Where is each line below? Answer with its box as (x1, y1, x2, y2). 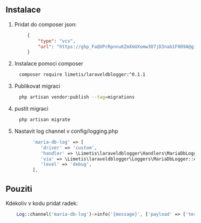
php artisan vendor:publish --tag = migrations (19, 94, 135, 100)
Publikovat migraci (14, 82, 61, 90)
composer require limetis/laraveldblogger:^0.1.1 (19, 72, 146, 78)
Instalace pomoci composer (14, 60, 83, 67)
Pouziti (5, 183, 32, 194)
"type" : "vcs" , (37, 38, 76, 44)
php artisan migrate (19, 117, 70, 123)
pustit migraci (14, 105, 49, 112)
